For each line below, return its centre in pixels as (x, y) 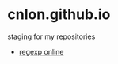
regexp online (41, 51)
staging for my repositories (51, 36)
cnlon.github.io (59, 15)
